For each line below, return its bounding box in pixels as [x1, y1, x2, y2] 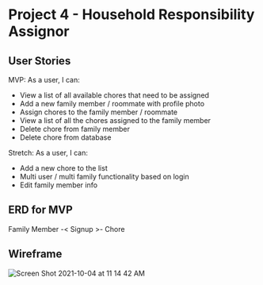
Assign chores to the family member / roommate [19, 107, 178, 117]
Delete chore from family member [19, 125, 131, 133]
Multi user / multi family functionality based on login [19, 172, 189, 181]
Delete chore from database [19, 133, 112, 142]
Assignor [8, 22, 70, 40]
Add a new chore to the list [19, 164, 109, 172]
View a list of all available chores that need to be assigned [19, 91, 210, 100]
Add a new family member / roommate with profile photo [19, 99, 204, 108]
